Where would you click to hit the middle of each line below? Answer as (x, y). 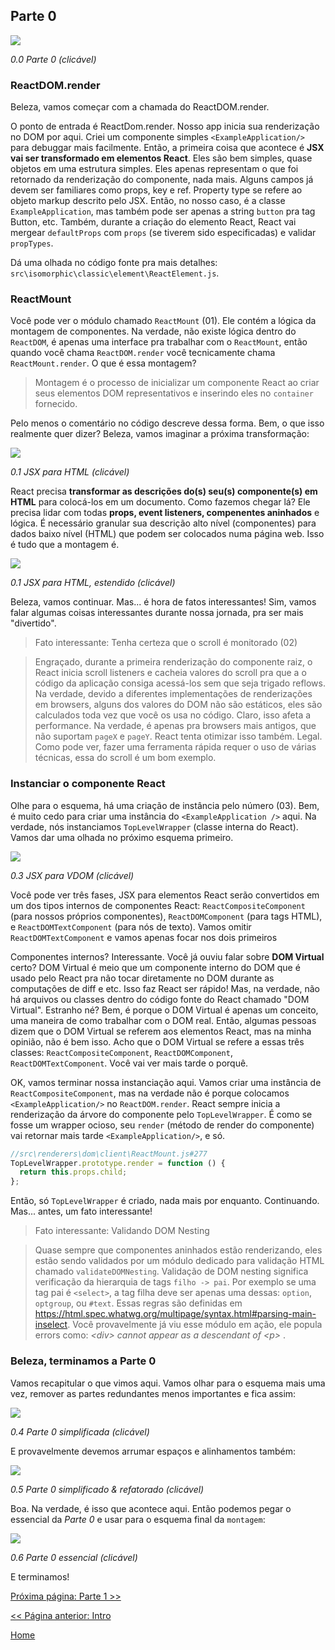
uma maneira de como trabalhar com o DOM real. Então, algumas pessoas (163, 1020)
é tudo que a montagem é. (65, 545)
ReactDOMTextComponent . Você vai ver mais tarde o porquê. (129, 1063)
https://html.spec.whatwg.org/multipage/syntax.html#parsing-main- (175, 1314)
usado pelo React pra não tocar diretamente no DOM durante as (142, 978)
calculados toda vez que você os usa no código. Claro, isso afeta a (173, 715)
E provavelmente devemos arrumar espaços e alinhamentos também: (153, 1451)
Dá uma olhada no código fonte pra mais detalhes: (114, 263)
